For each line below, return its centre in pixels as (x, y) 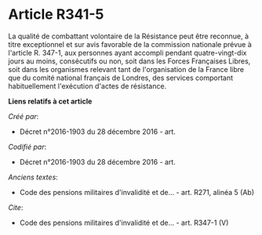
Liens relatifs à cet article (50, 101)
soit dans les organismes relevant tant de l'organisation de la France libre (126, 69)
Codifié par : (27, 146)
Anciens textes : (33, 177)
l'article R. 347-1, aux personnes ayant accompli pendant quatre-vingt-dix (127, 52)
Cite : (16, 207)
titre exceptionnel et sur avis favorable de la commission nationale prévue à (130, 44)
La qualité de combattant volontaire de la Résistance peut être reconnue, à (129, 36)
